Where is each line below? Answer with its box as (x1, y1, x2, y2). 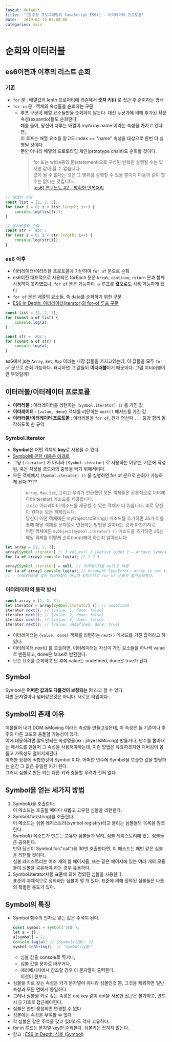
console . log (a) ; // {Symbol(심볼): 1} (12, 939, 94, 945)
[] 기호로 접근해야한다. (18, 999, 63, 1005)
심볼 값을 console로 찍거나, (20, 954, 76, 960)
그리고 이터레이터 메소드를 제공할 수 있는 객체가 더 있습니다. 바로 (25, 502, 154, 508)
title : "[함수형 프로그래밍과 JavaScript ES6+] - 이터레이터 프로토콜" (5, 12, 144, 17)
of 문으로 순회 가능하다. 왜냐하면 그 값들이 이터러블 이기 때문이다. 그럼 (5, 365, 144, 371)
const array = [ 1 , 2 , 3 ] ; (5, 598, 60, 603)
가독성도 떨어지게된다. (14, 750, 59, 756)
